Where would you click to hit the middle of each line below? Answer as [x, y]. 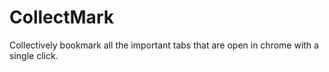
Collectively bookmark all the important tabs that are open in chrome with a [164, 45]
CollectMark [61, 17]
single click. [34, 55]
